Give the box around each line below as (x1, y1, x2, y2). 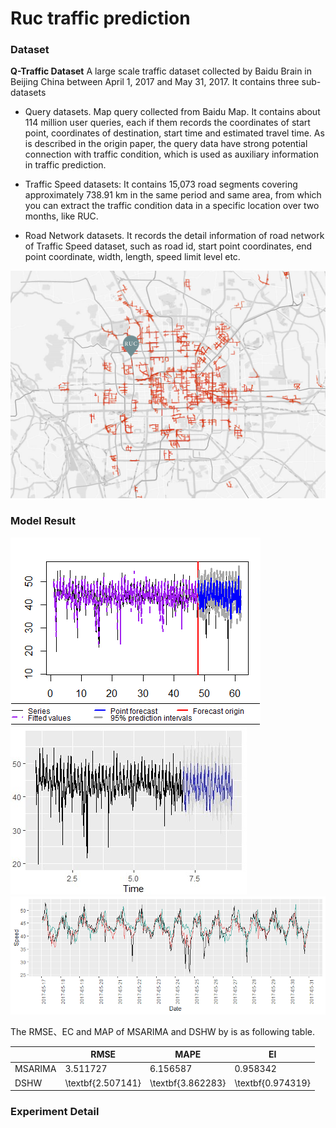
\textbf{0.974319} (234, 1077, 312, 1089)
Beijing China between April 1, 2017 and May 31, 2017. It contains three (10, 76, 300, 88)
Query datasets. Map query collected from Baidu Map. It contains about (24, 106, 321, 118)
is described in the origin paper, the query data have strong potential (24, 138, 308, 150)
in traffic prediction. (24, 159, 107, 171)
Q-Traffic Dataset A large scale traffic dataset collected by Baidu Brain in (10, 65, 312, 77)
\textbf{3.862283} (149, 1077, 227, 1089)
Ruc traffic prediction (10, 7, 191, 30)
